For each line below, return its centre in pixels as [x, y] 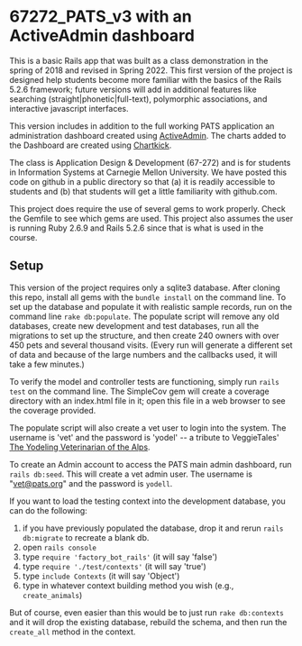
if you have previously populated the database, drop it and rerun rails [153, 528]
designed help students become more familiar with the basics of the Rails [146, 79]
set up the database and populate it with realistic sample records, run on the [151, 306]
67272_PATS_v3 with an [101, 17]
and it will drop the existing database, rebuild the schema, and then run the [148, 622]
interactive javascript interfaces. [69, 108]
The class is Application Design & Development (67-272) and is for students [150, 162]
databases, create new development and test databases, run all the [134, 325]
